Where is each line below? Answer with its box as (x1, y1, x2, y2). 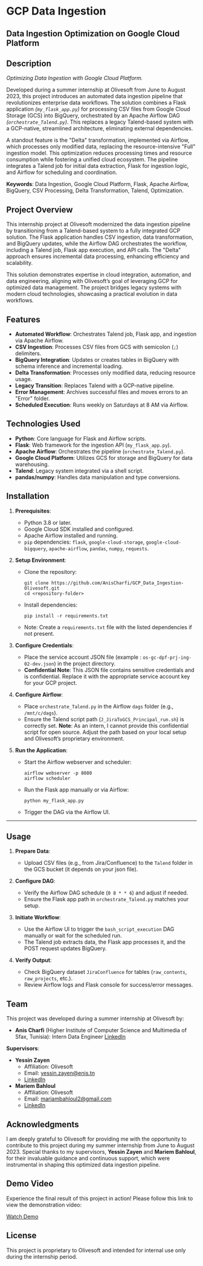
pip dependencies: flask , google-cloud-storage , (24, 538, 145, 545)
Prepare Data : (14, 847, 51, 855)
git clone (24, 580, 50, 586)
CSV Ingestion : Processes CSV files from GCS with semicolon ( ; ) (14, 344, 179, 351)
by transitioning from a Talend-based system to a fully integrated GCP (6, 227, 181, 235)
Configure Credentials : (14, 641, 74, 649)
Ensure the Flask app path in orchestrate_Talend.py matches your (24, 896, 189, 903)
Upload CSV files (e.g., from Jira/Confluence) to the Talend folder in (24, 859, 193, 867)
